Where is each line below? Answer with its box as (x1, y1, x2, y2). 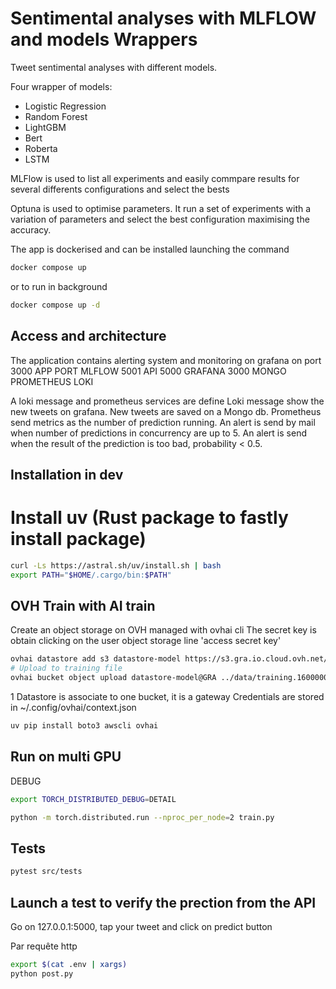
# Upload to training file (10, 663, 123, 674)
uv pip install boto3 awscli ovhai (10, 721, 159, 731)
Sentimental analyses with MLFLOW (10, 7, 317, 30)
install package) (10, 528, 147, 551)
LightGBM (24, 121, 67, 133)
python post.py (10, 968, 74, 979)
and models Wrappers (10, 28, 198, 51)
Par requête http (10, 940, 78, 952)
